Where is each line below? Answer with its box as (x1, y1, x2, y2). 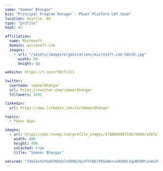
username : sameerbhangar (9, 83, 60, 88)
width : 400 (14, 137, 36, 141)
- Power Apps (9, 119, 36, 124)
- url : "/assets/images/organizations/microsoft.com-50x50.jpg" (14, 52, 147, 57)
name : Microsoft (9, 38, 42, 44)
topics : (5, 114, 21, 119)
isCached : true (14, 145, 45, 151)
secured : (5, 159, 23, 164)
